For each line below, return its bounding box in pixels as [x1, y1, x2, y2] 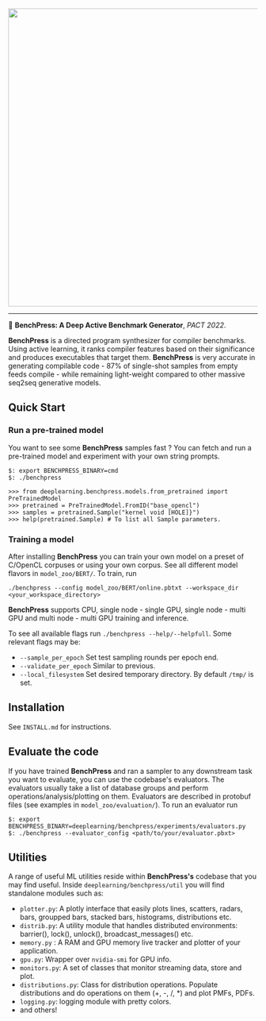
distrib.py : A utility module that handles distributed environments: [19, 921, 238, 930]
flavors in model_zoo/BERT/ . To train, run [8, 568, 137, 578]
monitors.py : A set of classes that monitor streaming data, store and [19, 963, 242, 973]
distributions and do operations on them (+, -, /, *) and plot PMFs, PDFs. [19, 988, 255, 998]
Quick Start [8, 401, 66, 415]
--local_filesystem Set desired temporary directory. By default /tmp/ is [19, 669, 254, 679]
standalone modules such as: [8, 888, 104, 898]
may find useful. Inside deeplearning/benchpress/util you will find [8, 880, 225, 890]
